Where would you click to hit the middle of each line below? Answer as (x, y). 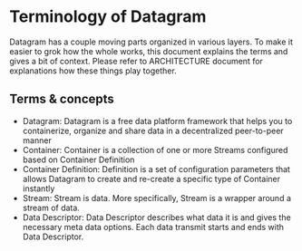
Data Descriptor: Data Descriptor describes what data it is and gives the (157, 217)
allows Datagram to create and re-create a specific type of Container (151, 179)
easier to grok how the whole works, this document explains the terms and (149, 51)
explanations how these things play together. (93, 71)
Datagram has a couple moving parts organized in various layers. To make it (151, 42)
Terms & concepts (62, 99)
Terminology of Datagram (108, 17)
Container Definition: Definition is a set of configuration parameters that (156, 169)
